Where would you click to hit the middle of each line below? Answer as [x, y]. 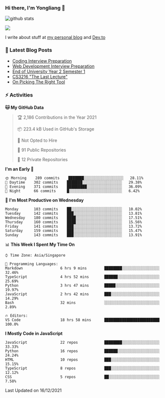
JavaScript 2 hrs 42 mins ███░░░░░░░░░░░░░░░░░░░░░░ [82, 294]
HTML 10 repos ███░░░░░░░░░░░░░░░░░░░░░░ [82, 360]
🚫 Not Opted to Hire [37, 140]
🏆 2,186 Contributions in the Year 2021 [57, 117]
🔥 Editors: [16, 315]
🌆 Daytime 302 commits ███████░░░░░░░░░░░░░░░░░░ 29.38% [73, 182]
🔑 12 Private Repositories [42, 159]
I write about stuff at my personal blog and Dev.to [55, 37]
